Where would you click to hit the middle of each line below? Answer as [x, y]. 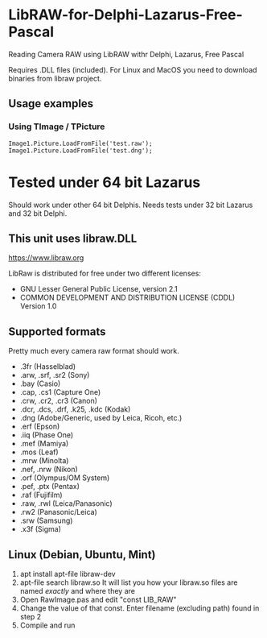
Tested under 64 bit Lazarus [105, 182]
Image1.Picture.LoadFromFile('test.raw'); [80, 143]
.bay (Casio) [40, 383]
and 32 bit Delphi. [38, 213]
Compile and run [47, 625]
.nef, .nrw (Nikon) [49, 470]
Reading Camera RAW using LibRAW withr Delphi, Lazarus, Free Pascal [126, 54]
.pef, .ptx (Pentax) [50, 487]
